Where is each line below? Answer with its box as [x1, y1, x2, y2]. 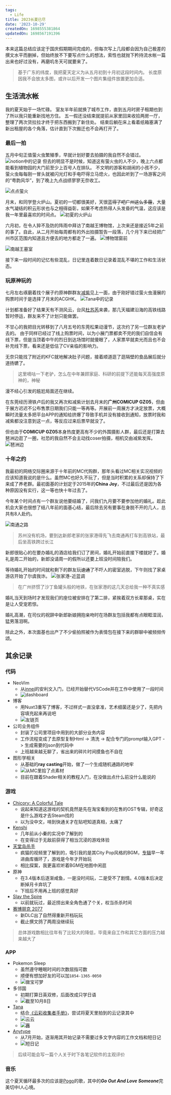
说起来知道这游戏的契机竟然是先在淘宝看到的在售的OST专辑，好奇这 [20, 806, 164, 812]
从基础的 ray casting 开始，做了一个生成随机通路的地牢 [20, 761, 134, 767]
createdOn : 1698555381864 [5, 26, 60, 32]
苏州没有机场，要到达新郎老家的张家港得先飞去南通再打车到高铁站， [17, 532, 161, 538]
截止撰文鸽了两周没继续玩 [20, 919, 74, 925]
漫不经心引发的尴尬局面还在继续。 [5, 388, 77, 394]
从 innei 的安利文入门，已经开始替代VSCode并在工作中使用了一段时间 [20, 686, 164, 692]
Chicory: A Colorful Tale [12, 800, 64, 806]
